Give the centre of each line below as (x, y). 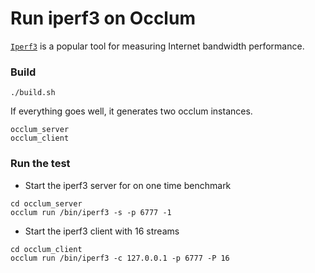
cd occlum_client (46, 249)
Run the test (40, 164)
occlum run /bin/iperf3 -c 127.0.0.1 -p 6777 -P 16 (120, 258)
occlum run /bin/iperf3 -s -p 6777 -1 (91, 212)
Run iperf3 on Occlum (103, 18)
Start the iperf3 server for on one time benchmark (128, 185)
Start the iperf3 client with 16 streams (102, 231)
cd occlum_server (46, 203)
